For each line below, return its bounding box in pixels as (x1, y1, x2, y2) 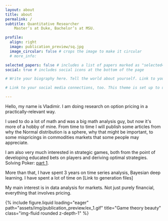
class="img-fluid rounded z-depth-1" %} (5, 210, 89, 216)
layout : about (5, 7, 35, 12)
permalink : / (5, 16, 32, 21)
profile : (5, 35, 23, 40)
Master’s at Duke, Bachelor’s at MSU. (14, 26, 95, 31)
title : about (5, 12, 32, 17)
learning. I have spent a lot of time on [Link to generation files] (5, 175, 133, 180)
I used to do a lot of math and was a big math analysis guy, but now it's (5, 118, 151, 124)
